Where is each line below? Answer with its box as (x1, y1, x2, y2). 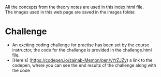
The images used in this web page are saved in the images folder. (5, 9, 136, 15)
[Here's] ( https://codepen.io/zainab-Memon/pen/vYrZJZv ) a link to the (12, 57, 153, 63)
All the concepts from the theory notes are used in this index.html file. (5, 4, 144, 10)
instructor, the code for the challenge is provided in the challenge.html (12, 47, 152, 52)
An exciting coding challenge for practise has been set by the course (12, 42, 149, 48)
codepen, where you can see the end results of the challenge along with (12, 62, 156, 68)
